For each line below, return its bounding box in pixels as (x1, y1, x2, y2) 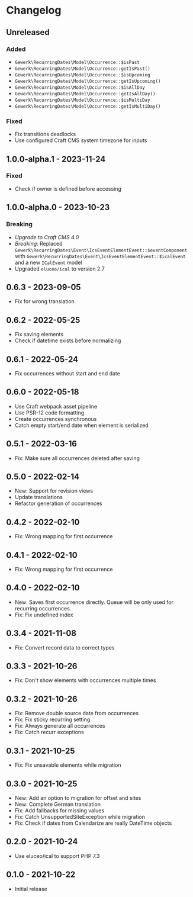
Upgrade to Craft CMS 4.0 (14, 233, 79, 240)
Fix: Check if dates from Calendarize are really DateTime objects (14, 819, 172, 827)
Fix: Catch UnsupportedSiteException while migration (14, 813, 146, 820)
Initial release (14, 885, 47, 892)
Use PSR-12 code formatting (14, 409, 85, 416)
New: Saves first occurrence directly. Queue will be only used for (14, 599, 173, 606)
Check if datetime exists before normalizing (14, 337, 121, 344)
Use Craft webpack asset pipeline (14, 403, 98, 410)
